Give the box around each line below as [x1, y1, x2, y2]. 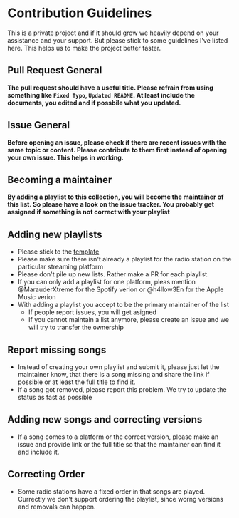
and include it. [17, 447, 60, 456]
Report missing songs [7, 343, 107, 356]
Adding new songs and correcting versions [7, 413, 203, 425]
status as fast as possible [17, 393, 92, 401]
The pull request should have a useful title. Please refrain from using [7, 83, 213, 92]
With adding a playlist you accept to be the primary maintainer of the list [17, 301, 230, 309]
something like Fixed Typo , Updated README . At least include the [7, 90, 196, 99]
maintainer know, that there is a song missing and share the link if [17, 371, 210, 378]
